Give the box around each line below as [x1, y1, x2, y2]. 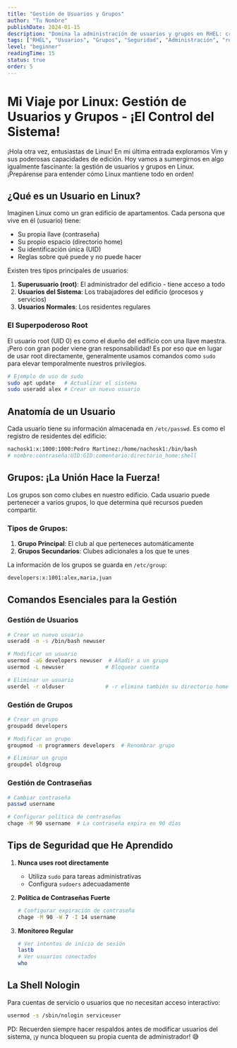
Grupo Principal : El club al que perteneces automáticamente [17, 539, 194, 547]
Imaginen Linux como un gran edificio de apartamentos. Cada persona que [7, 209, 226, 217]
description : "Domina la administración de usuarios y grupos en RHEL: [7, 30, 222, 38]
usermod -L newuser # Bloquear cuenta [7, 663, 159, 671]
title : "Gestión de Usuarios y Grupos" [7, 10, 125, 18]
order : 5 [7, 63, 33, 70]
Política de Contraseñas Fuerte [17, 893, 111, 901]
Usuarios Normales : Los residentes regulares [17, 302, 151, 312]
